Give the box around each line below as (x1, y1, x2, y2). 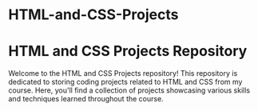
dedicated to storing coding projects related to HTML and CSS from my (8, 77, 243, 87)
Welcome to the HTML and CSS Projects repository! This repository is (8, 69, 238, 78)
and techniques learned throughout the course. (8, 94, 164, 104)
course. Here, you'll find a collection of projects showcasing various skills (8, 85, 250, 95)
